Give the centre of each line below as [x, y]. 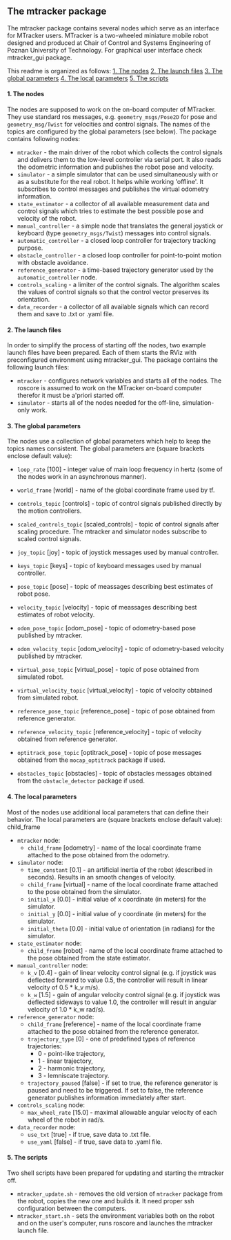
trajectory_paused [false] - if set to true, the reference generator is [123, 1083]
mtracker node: [39, 840]
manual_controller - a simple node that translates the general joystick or [120, 226]
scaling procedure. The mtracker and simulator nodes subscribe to [112, 531]
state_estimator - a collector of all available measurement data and [113, 204]
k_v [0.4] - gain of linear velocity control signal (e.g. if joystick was [122, 972]
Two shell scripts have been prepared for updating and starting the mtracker [115, 1173]
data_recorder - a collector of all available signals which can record [113, 307]
